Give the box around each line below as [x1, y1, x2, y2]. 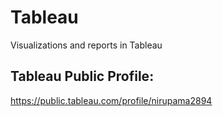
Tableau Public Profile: [10, 68, 155, 85]
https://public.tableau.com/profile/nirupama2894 [10, 94, 213, 106]
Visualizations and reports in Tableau [10, 39, 163, 51]
